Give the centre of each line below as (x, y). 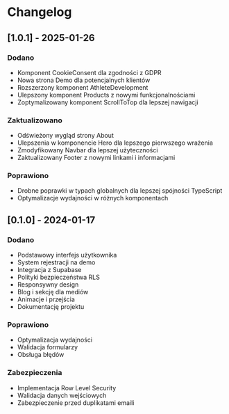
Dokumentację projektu (51, 307)
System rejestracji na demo (56, 262)
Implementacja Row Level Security (67, 388)
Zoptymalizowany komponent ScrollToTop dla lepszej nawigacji (108, 102)
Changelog (40, 12)
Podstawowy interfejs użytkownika (67, 255)
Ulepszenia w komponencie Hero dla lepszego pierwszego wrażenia (115, 143)
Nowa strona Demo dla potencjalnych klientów (84, 80)
